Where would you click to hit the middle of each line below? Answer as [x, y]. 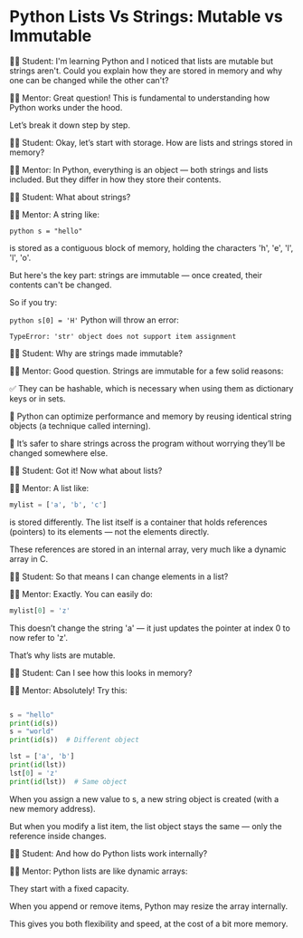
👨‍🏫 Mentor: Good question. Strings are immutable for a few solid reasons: [147, 371]
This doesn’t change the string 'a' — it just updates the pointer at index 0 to [150, 628]
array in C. [28, 558]
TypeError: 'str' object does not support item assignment [123, 336]
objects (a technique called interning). [80, 425]
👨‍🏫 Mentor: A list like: [49, 488]
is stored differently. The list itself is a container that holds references [138, 522]
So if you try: [33, 302]
